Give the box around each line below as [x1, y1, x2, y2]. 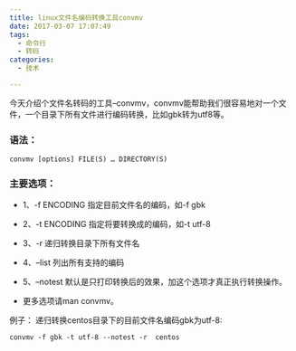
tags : [9, 30, 30, 39]
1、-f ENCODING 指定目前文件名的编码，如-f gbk [22, 200, 206, 211]
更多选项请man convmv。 [22, 296, 119, 307]
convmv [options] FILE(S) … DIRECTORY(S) [9, 155, 168, 164]
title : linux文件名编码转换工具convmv [9, 13, 143, 23]
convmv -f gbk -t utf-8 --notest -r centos [9, 333, 180, 342]
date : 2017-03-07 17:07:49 [9, 22, 111, 31]
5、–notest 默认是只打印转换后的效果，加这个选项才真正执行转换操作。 [22, 277, 288, 288]
